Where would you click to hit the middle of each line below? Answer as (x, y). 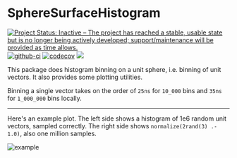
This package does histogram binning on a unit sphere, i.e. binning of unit (114, 69)
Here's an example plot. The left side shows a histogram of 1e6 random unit (117, 119)
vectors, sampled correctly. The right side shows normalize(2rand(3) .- (112, 126)
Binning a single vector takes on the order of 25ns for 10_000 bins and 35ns (115, 90)
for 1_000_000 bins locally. (45, 98)
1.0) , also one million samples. (52, 133)
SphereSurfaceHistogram (84, 13)
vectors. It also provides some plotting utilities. (75, 77)
